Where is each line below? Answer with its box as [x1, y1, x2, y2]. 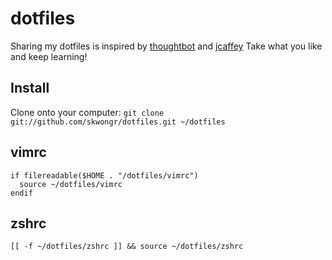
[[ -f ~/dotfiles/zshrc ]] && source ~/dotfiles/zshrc [10, 242, 244, 252]
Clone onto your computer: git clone [10, 106, 165, 118]
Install [10, 80, 50, 97]
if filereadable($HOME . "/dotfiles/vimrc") [10, 170, 199, 181]
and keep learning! [10, 50, 88, 62]
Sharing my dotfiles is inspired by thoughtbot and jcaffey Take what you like [10, 40, 323, 52]
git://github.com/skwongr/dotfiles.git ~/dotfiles [10, 117, 226, 127]
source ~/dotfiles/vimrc [19, 179, 123, 189]
